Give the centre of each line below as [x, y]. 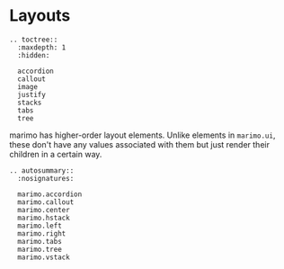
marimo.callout [46, 202]
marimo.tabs [40, 241]
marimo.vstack [44, 257]
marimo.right [42, 233]
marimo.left [40, 226]
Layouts [40, 16]
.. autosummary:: [42, 170]
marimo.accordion [50, 194]
